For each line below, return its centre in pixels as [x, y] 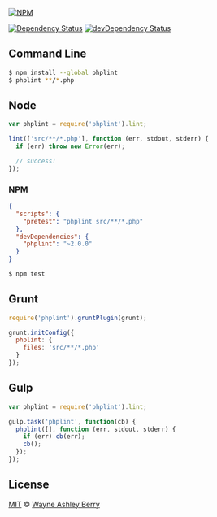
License [29, 485]
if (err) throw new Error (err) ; [71, 146]
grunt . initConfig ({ [41, 332]
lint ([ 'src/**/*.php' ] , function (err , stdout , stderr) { [108, 139]
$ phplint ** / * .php [41, 80]
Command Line [48, 54]
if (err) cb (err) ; [54, 437]
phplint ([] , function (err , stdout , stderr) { [96, 429]
